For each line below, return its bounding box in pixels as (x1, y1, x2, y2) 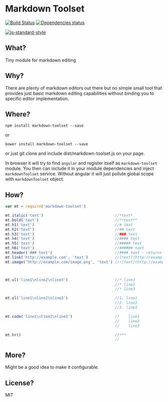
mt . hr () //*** (5, 332, 126, 337)
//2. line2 (114, 300, 137, 305)
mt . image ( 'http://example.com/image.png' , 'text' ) (5, 259, 113, 264)
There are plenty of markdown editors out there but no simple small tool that (5, 85, 162, 91)
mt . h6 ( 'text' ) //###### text (5, 246, 144, 251)
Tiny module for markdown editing (5, 57, 76, 63)
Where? (5, 110, 30, 118)
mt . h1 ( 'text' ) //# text (5, 222, 133, 227)
